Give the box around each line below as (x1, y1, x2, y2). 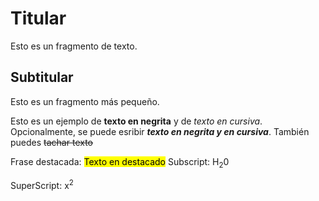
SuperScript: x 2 (10, 177, 74, 191)
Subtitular (10, 69, 74, 86)
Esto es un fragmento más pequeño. (10, 95, 160, 107)
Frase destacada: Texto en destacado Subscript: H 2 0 (10, 155, 230, 170)
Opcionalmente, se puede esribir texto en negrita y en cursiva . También (10, 125, 310, 137)
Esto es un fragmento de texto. (10, 40, 138, 52)
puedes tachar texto (10, 136, 93, 148)
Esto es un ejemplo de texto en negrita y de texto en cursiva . (10, 115, 263, 127)
